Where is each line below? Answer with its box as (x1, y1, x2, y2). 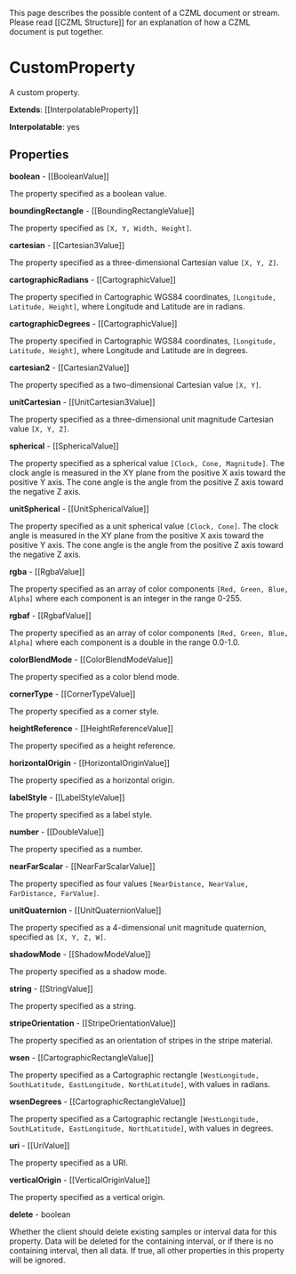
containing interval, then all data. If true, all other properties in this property (9, 1245, 284, 1255)
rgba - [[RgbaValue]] (9, 566, 85, 577)
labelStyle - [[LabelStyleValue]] (9, 792, 125, 802)
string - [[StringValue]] (9, 983, 93, 994)
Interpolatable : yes (9, 121, 80, 132)
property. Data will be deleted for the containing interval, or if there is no (9, 1236, 274, 1246)
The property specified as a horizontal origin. (9, 774, 175, 786)
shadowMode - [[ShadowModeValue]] (9, 948, 151, 959)
